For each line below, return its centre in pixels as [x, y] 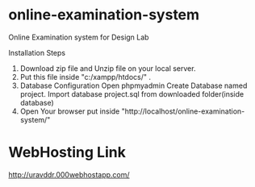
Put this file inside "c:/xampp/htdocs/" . [86, 77]
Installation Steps [37, 52]
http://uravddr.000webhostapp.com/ [69, 174]
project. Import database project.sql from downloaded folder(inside [132, 93]
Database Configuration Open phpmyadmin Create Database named [134, 85]
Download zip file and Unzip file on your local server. [108, 68]
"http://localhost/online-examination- [183, 111]
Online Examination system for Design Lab [79, 37]
